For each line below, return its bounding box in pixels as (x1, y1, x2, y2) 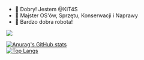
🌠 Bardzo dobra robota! (14, 18, 73, 25)
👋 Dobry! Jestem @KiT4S (14, 6, 78, 12)
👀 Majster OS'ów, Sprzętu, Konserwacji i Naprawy (14, 12, 138, 19)
